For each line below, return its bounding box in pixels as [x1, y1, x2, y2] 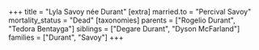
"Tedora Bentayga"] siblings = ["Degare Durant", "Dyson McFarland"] [8, 24, 240, 33]
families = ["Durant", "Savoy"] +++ [8, 32, 124, 42]
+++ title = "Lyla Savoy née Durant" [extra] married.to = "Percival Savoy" [8, 7, 252, 16]
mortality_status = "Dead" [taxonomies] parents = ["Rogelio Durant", [8, 15, 236, 25]
